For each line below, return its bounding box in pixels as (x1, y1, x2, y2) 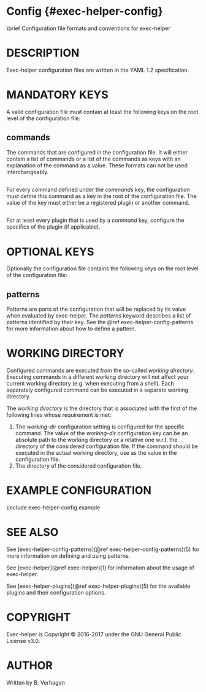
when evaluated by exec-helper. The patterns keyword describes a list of (6, 312, 191, 319)
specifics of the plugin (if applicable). (6, 223, 101, 230)
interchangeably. (6, 168, 49, 175)
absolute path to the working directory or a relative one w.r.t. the (15, 436, 178, 444)
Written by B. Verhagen (6, 679, 66, 686)
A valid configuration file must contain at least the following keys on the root (6, 108, 199, 115)
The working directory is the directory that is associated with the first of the (6, 405, 197, 412)
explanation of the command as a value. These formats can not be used (6, 161, 188, 169)
